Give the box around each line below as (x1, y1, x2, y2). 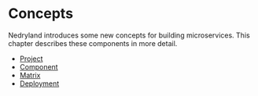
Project (19, 54, 43, 63)
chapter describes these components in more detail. (8, 38, 178, 48)
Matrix (19, 70, 41, 80)
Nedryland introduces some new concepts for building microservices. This (8, 30, 250, 40)
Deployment (19, 79, 60, 88)
